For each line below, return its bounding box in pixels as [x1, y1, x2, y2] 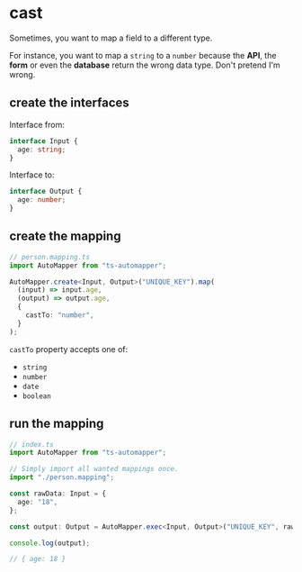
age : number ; [17, 195, 67, 204]
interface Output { [9, 187, 83, 196]
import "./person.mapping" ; [9, 473, 115, 482]
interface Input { [9, 136, 78, 146]
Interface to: [9, 169, 55, 180]
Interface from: [9, 119, 65, 130]
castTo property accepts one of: [9, 343, 129, 354]
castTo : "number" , [25, 311, 94, 320]
